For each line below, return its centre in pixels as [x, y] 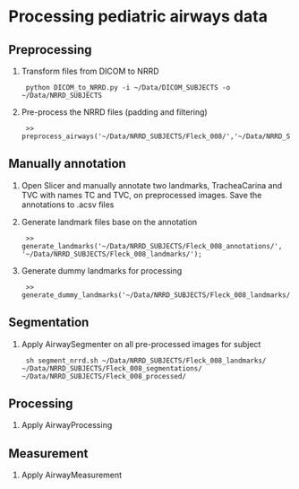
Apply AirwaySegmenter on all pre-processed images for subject [141, 344]
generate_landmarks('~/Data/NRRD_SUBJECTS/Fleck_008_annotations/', [152, 246]
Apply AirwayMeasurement [72, 475]
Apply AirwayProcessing [67, 425]
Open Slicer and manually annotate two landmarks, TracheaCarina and [152, 185]
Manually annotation [67, 164]
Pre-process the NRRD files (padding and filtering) [114, 112]
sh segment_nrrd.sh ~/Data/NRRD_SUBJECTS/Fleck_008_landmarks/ [146, 361]
